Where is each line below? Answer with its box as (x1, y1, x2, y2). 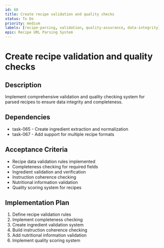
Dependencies (5, 113, 50, 121)
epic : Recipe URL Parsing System (5, 30, 73, 35)
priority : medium (5, 21, 41, 26)
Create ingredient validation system (12, 222, 84, 228)
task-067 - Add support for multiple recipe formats (12, 131, 115, 137)
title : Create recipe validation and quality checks (5, 12, 115, 17)
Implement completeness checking (12, 217, 83, 223)
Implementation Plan (5, 199, 70, 207)
